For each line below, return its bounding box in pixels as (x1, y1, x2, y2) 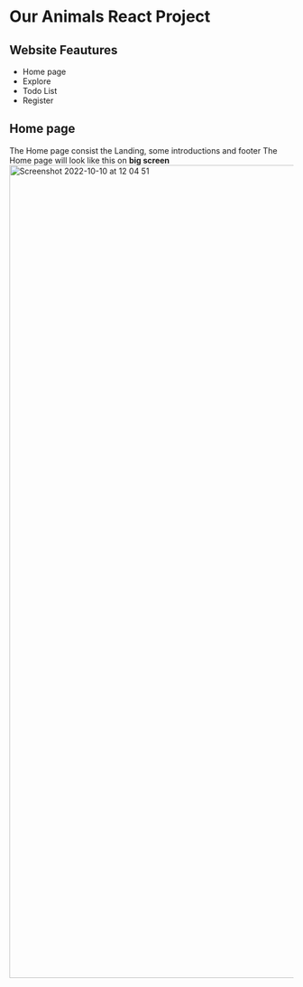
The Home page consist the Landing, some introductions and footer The (9, 145, 278, 155)
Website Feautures (9, 42, 118, 58)
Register (22, 95, 54, 106)
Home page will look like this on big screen (9, 155, 170, 165)
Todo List (22, 86, 58, 96)
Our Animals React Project (9, 6, 211, 27)
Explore (22, 76, 51, 87)
